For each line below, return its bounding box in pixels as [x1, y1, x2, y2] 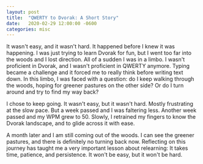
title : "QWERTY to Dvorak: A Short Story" [6, 15, 119, 21]
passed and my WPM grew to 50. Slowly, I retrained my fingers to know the [6, 113, 196, 121]
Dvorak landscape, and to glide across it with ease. [6, 120, 135, 127]
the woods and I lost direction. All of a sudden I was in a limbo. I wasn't [6, 56, 185, 63]
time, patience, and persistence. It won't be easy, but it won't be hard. [6, 151, 183, 158]
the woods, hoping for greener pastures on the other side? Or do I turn [6, 82, 184, 89]
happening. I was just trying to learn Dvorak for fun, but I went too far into [6, 50, 191, 57]
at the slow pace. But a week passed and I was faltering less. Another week [6, 106, 197, 114]
